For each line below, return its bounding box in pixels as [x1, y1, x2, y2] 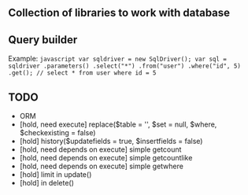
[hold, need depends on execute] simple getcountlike [19, 153, 193, 163]
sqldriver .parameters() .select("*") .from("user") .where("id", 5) [8, 62, 242, 70]
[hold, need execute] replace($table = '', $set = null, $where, [19, 120, 217, 129]
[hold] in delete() [19, 178, 75, 188]
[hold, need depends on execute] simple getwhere [19, 161, 183, 171]
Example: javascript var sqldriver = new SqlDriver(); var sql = [8, 54, 227, 64]
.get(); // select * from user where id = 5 [8, 69, 157, 77]
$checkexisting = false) [19, 128, 96, 138]
